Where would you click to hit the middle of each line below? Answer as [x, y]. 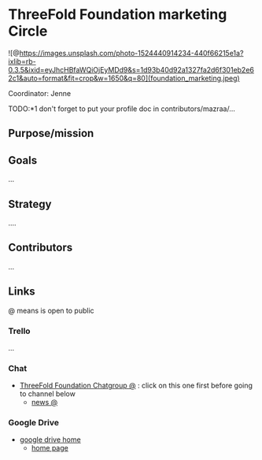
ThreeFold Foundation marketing [118, 15]
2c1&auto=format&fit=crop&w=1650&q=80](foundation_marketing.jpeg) [124, 78]
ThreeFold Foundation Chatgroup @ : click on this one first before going [136, 386]
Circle [28, 31]
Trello [19, 331]
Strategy [30, 204]
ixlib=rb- [22, 61]
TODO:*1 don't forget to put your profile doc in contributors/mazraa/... [122, 109]
